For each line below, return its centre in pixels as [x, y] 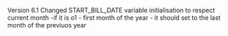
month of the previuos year [47, 25]
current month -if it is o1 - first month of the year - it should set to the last [114, 18]
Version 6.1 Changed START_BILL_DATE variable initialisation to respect [111, 10]
